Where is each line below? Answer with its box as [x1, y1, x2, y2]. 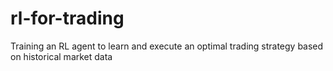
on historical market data [10, 50, 113, 62]
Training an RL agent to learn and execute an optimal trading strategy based [10, 40, 324, 52]
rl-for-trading [10, 7, 125, 30]
